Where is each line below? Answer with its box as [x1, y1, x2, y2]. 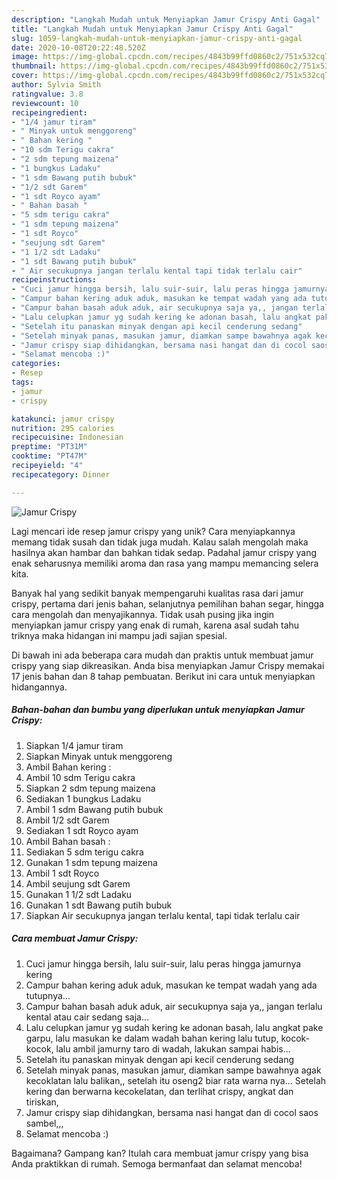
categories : [11, 359, 61, 369]
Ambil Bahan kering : [25, 761, 112, 773]
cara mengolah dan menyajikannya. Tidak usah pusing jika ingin [11, 608, 275, 620]
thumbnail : [11, 61, 57, 71]
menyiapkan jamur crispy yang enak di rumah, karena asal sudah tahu [11, 619, 300, 631]
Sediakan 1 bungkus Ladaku [25, 792, 142, 805]
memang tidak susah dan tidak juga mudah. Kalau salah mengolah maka [11, 536, 309, 548]
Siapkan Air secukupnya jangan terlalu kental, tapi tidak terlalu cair [25, 909, 301, 921]
